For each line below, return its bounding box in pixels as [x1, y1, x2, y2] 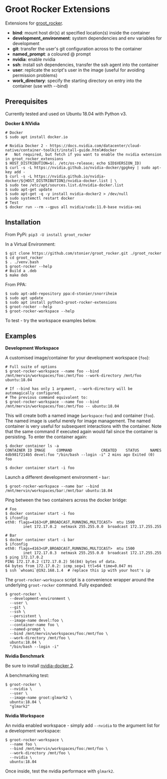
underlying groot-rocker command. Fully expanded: [5, 582, 112, 588]
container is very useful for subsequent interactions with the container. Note [5, 423, 162, 429]
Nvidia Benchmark [5, 653, 45, 659]
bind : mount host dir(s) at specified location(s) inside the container [12, 30, 151, 36]
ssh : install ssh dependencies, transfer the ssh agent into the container [12, 62, 159, 68]
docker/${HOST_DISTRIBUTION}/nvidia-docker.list [5, 178, 108, 183]
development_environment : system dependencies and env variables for [12, 35, 162, 41]
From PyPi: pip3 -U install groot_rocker [5, 231, 91, 237]
